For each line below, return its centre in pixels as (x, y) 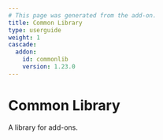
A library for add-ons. (43, 127)
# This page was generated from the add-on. (82, 15)
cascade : (22, 45)
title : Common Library (45, 23)
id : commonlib (45, 60)
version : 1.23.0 (49, 67)
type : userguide (35, 30)
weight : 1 (24, 37)
